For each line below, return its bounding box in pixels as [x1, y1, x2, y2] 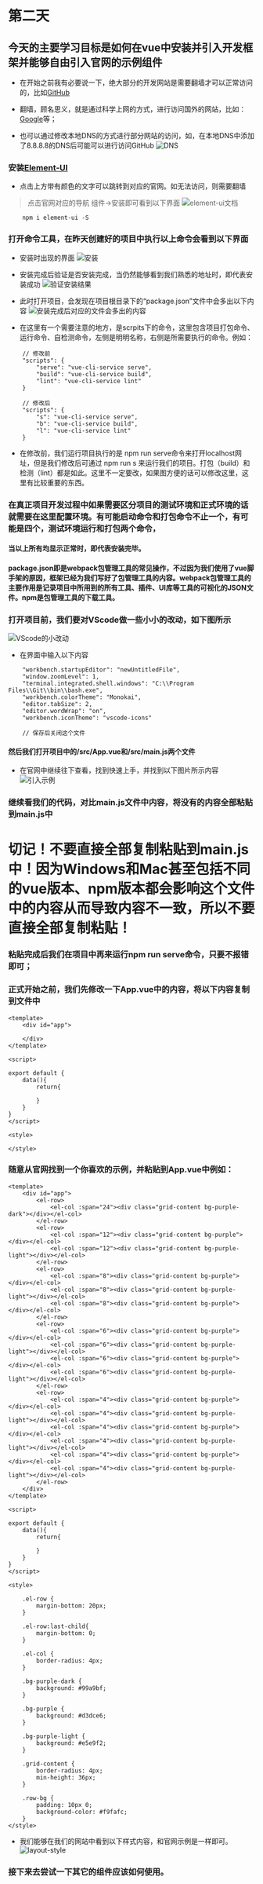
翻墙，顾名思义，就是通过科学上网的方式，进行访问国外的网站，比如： [19, 104, 247, 114]
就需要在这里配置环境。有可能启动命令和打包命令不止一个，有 [8, 511, 241, 522]
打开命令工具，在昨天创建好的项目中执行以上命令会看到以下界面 [8, 233, 249, 244]
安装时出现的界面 [19, 253, 75, 262]
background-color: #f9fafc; [36, 1808, 128, 1816]
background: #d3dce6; [36, 1711, 107, 1720]
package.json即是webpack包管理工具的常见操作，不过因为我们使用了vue [8, 563, 248, 573]
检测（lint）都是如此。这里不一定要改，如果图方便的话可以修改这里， [19, 468, 243, 477]
